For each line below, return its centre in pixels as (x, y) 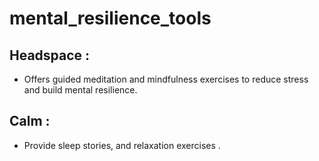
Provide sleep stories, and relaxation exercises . (122, 145)
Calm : (30, 121)
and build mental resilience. (80, 90)
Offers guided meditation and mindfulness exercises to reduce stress (166, 79)
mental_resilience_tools (110, 18)
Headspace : (50, 55)
